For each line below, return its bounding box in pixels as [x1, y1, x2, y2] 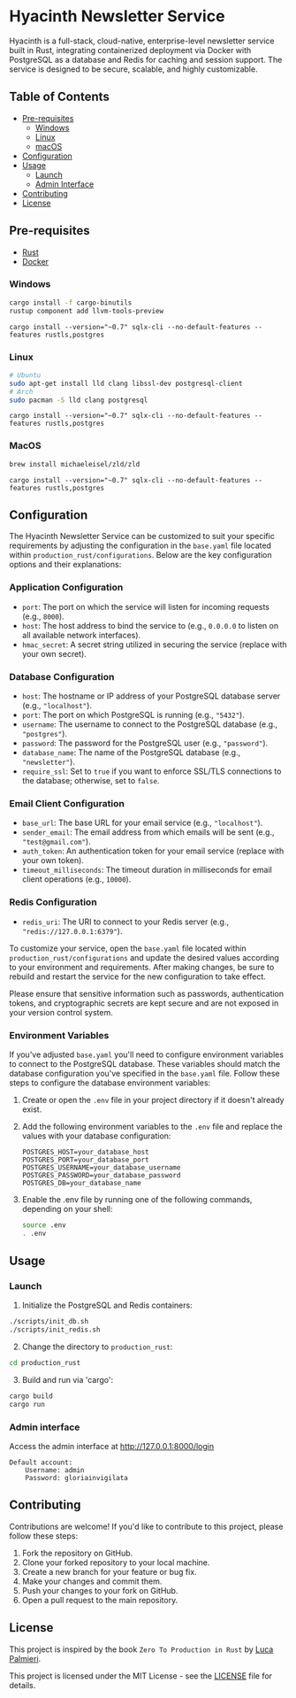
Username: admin [25, 1465, 86, 1475]
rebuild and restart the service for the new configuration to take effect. [9, 971, 267, 982]
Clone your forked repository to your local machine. [21, 1556, 210, 1568]
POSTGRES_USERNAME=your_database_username [21, 1162, 181, 1172]
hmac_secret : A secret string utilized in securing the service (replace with [21, 639, 287, 650]
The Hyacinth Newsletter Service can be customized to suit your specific [9, 531, 276, 542]
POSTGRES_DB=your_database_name [21, 1178, 141, 1187]
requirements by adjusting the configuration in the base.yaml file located [9, 540, 272, 551]
